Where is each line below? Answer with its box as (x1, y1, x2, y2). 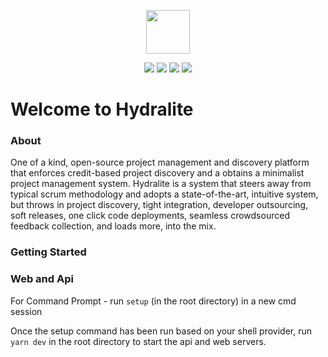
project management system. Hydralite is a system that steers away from (10, 178, 312, 190)
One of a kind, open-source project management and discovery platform (10, 156, 310, 169)
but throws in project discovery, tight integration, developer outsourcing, (10, 199, 309, 211)
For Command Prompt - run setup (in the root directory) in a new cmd (10, 295, 297, 307)
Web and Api (10, 272, 74, 286)
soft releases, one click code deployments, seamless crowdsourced (10, 210, 290, 222)
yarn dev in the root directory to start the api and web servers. (10, 335, 267, 347)
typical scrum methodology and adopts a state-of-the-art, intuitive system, (10, 188, 319, 200)
